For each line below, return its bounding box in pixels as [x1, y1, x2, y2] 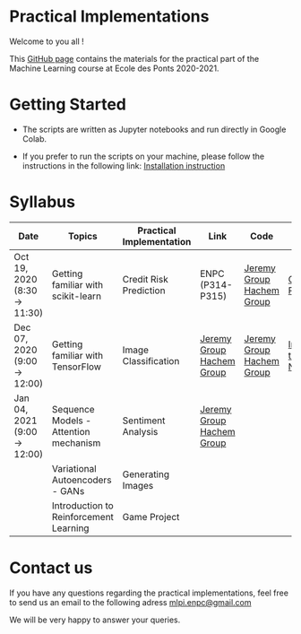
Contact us [9, 558, 93, 578]
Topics [68, 230, 99, 242]
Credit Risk [122, 273, 168, 285]
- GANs [52, 484, 85, 497]
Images [122, 479, 154, 491]
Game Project [122, 510, 180, 523]
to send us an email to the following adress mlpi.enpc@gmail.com [9, 596, 252, 607]
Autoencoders [52, 473, 112, 486]
